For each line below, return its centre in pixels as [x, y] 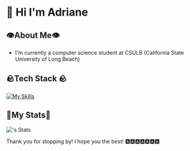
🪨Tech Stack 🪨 [37, 79]
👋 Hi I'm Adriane [47, 12]
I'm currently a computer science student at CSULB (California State [100, 53]
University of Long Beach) [47, 59]
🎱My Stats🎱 [29, 115]
